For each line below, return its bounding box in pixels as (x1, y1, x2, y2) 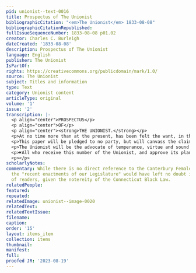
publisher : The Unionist (6, 57, 66, 63)
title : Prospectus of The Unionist (6, 14, 93, 20)
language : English (6, 52, 51, 58)
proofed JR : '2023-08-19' (6, 258, 69, 264)
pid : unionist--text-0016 (6, 8, 69, 15)
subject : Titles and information (6, 79, 87, 85)
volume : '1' (6, 100, 35, 107)
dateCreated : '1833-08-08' (6, 41, 72, 47)
